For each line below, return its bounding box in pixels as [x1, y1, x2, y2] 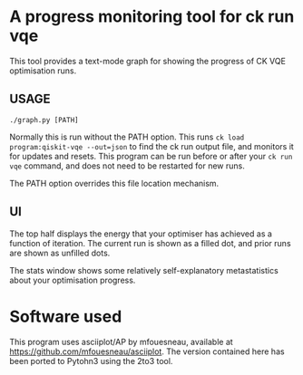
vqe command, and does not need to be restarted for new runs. [9, 160, 245, 171]
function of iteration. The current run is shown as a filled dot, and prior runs [9, 237, 292, 248]
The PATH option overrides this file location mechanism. [9, 178, 220, 188]
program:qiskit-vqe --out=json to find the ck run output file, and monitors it [9, 140, 295, 151]
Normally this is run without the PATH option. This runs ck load [9, 131, 245, 142]
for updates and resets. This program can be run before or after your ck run [9, 150, 293, 161]
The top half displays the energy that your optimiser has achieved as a [9, 228, 272, 239]
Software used [9, 306, 122, 327]
